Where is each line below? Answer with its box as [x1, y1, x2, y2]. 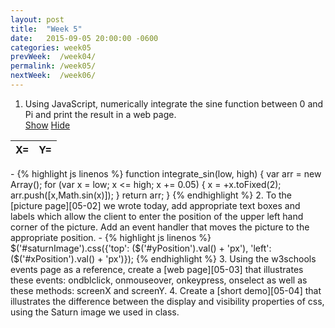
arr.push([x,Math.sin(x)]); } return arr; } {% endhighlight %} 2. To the [10, 189, 293, 201]
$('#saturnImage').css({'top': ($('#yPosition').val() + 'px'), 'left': [10, 242, 272, 254]
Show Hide [24, 119, 71, 131]
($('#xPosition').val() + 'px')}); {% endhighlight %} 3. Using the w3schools [10, 252, 317, 265]
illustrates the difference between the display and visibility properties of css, [10, 295, 325, 307]
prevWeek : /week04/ [10, 52, 97, 62]
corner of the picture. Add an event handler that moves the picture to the [10, 221, 310, 233]
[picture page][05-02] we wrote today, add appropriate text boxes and [10, 199, 301, 211]
